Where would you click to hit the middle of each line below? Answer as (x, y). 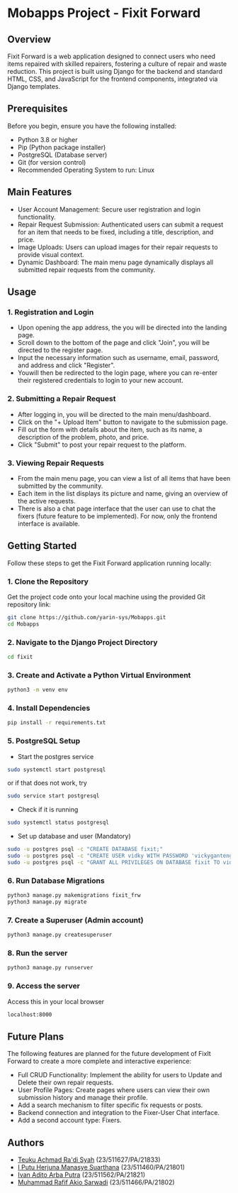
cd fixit (20, 657)
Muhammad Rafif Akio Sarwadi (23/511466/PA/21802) (96, 1182)
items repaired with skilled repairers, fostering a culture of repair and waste (117, 64)
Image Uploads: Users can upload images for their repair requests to (118, 247)
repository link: (29, 604)
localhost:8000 (30, 1014)
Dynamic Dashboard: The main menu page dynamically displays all (115, 262)
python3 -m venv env (38, 690)
